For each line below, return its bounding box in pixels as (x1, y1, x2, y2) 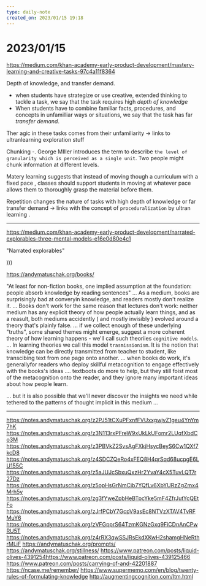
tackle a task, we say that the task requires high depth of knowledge (15, 98, 188, 106)
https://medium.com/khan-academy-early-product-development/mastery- (6, 61, 194, 69)
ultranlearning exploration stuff (6, 136, 85, 144)
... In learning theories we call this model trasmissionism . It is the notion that (6, 341, 199, 349)
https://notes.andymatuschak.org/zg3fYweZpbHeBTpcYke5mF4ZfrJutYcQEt (6, 495, 199, 502)
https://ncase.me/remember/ (6, 566, 80, 574)
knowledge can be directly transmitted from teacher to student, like (6, 348, 177, 355)
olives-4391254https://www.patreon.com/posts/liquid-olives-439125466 (6, 553, 191, 561)
